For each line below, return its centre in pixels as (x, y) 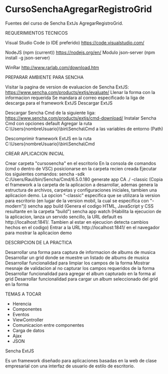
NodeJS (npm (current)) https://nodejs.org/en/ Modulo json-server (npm (80, 52)
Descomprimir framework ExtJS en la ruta (48, 138)
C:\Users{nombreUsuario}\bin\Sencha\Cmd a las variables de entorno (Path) (84, 129)
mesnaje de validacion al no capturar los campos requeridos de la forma (80, 268)
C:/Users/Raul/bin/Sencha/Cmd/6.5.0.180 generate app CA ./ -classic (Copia (84, 179)
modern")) (16, 206)
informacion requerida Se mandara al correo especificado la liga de (75, 98)
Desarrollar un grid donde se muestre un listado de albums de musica (77, 257)
